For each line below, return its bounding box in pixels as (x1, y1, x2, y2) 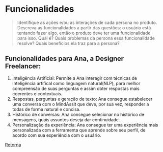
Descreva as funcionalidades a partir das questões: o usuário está (17, 24, 151, 30)
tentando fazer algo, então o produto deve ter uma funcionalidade (17, 30, 151, 36)
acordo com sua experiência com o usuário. (12, 132, 102, 138)
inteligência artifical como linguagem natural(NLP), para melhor (12, 80, 141, 86)
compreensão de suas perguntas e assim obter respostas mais (12, 86, 140, 91)
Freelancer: (5, 62, 41, 70)
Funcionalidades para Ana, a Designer (5, 55, 124, 63)
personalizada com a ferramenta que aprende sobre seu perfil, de (12, 127, 146, 133)
